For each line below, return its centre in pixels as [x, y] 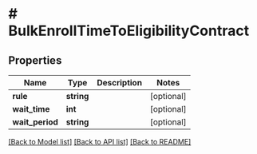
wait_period [35, 122]
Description [119, 83]
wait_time [31, 109]
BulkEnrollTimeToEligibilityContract [129, 31]
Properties [35, 60]
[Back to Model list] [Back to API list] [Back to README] [100, 142]
